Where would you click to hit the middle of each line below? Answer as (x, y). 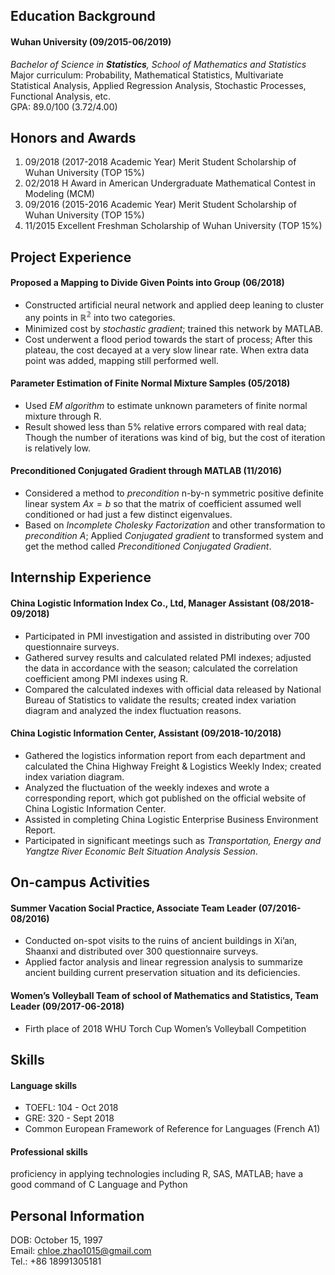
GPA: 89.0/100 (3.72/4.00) (64, 106)
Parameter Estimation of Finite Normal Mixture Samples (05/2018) (150, 383)
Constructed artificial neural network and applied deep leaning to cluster (174, 305)
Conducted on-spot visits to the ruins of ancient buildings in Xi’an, (161, 941)
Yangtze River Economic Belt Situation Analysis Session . (141, 851)
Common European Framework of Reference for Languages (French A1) (172, 1129)
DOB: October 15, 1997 (56, 1240)
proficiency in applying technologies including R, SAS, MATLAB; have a (157, 1174)
